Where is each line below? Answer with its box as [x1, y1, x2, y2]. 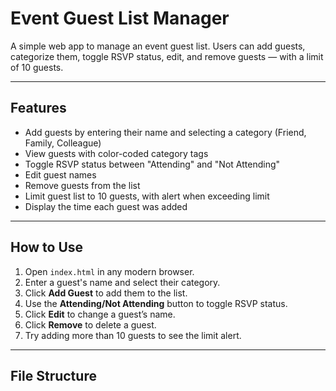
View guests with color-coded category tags [24, 147, 209, 159]
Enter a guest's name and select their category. [24, 276, 221, 288]
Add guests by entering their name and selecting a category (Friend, [24, 126, 307, 138]
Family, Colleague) [24, 137, 102, 149]
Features [10, 100, 67, 117]
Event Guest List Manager [10, 7, 230, 30]
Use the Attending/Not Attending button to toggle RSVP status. [24, 297, 288, 309]
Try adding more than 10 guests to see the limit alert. [24, 329, 242, 341]
